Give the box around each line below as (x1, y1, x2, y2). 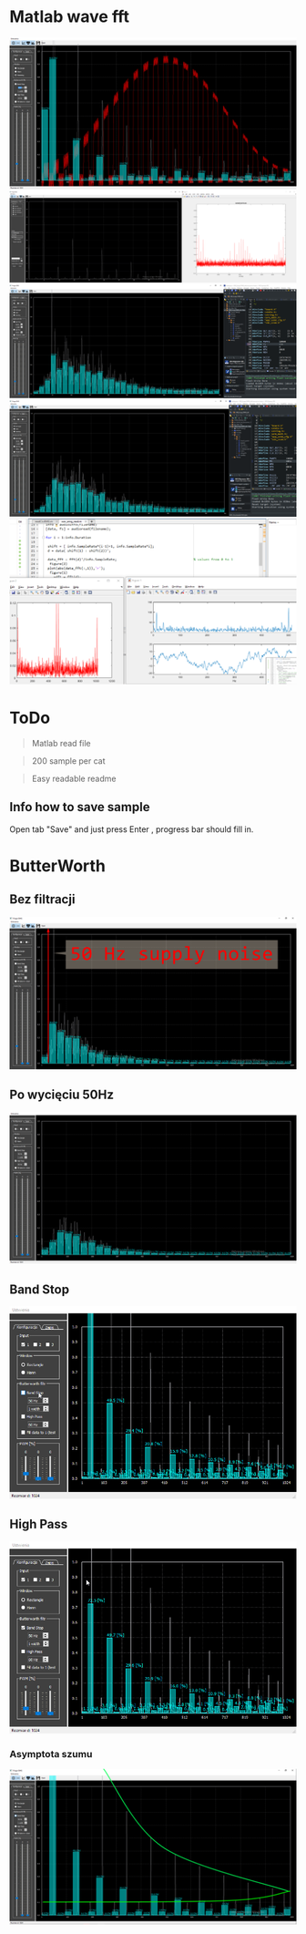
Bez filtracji (9, 891, 76, 908)
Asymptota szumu (9, 1748, 93, 1761)
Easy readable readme (31, 773, 117, 784)
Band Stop (9, 1281, 70, 1297)
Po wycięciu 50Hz (9, 1087, 114, 1103)
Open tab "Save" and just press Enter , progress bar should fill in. (9, 823, 254, 835)
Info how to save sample (9, 799, 150, 815)
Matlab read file (31, 738, 91, 748)
